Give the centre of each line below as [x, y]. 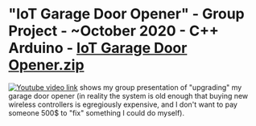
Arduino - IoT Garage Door [98, 48]
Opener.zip [46, 65]
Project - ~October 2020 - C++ [114, 31]
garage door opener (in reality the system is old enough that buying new [128, 96]
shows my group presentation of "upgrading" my [161, 87]
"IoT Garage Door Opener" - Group [126, 14]
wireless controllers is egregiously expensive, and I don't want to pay [123, 104]
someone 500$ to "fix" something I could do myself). [97, 112]
